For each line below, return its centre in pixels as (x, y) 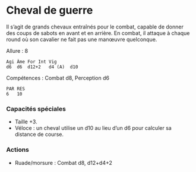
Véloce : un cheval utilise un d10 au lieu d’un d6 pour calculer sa (93, 128)
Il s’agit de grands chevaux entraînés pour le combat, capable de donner (95, 27)
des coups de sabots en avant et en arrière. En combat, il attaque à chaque (98, 33)
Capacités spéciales (36, 109)
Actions (18, 150)
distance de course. (39, 135)
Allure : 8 (17, 50)
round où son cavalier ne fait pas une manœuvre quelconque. (82, 39)
